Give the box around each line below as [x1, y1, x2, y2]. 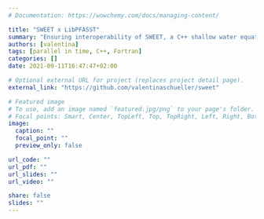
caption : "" [15, 127, 55, 135]
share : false [8, 192, 51, 200]
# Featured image [8, 97, 65, 106]
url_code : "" [8, 155, 51, 163]
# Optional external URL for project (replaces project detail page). [8, 76, 244, 84]
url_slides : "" [8, 170, 58, 178]
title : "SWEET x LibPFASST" [8, 25, 101, 34]
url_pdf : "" [8, 162, 47, 171]
